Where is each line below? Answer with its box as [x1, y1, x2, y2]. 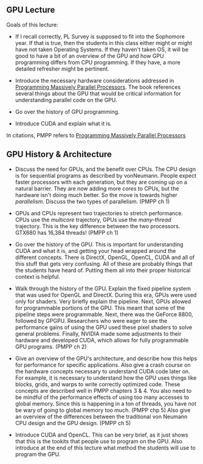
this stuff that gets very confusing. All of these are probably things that [15, 260, 193, 267]
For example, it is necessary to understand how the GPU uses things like [15, 374, 197, 381]
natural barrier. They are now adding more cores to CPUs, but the [15, 185, 179, 192]
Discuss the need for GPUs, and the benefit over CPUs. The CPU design [15, 165, 196, 173]
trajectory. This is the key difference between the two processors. [15, 222, 181, 230]
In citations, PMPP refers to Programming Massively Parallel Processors [6, 131, 186, 139]
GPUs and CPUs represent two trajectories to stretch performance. [15, 209, 184, 216]
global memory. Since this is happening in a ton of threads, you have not [15, 400, 196, 407]
